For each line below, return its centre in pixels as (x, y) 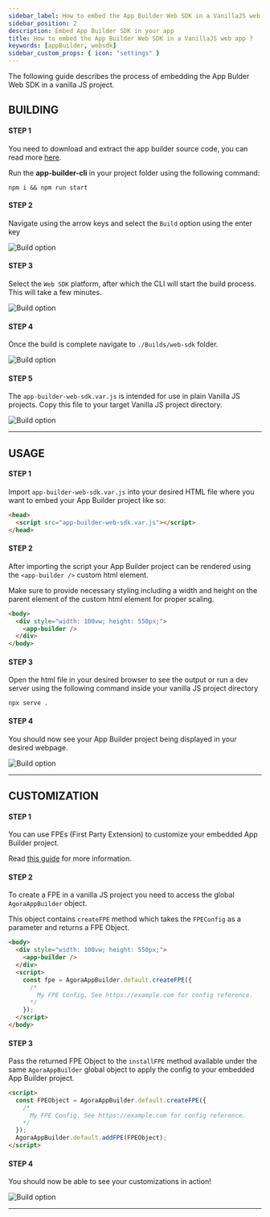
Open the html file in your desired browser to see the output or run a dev (128, 680)
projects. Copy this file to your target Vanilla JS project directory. (115, 405)
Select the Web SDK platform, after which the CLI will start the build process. (133, 284)
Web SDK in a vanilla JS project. (61, 85)
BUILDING (33, 110)
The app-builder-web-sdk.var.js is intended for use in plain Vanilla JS (125, 397)
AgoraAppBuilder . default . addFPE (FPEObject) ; (91, 1138)
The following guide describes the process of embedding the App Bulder (129, 76)
